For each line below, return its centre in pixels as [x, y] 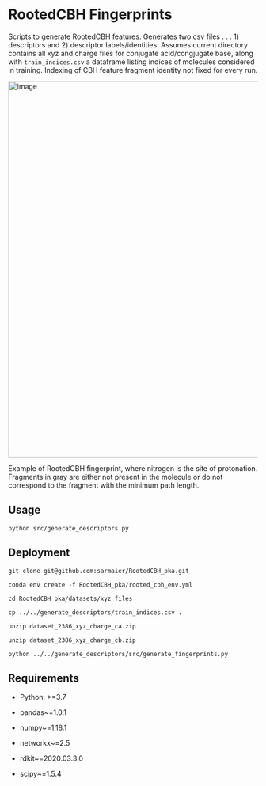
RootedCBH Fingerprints [90, 15]
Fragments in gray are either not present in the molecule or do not [116, 477]
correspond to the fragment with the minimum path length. [104, 485]
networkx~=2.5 [45, 743]
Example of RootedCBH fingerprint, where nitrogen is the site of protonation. [133, 468]
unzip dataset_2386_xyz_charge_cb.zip [72, 640]
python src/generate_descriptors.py [68, 528]
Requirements [44, 678]
